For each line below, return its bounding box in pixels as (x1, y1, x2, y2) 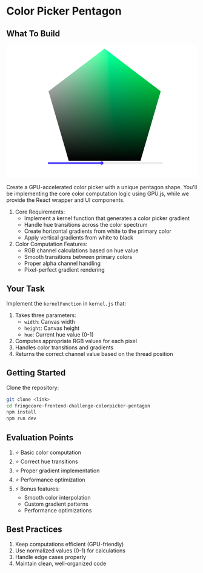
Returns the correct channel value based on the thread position (15, 350, 174, 357)
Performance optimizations (24, 506, 92, 514)
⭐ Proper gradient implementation (15, 467, 100, 474)
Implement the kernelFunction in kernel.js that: (6, 300, 126, 307)
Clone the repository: (6, 384, 59, 391)
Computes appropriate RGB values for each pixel (15, 337, 138, 344)
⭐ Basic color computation (15, 449, 82, 456)
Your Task (6, 284, 45, 294)
